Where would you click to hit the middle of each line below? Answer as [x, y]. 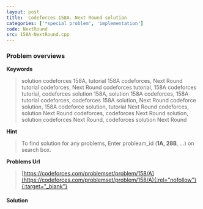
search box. [36, 150]
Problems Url [23, 161]
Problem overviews [36, 56]
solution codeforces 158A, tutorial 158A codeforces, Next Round [102, 81]
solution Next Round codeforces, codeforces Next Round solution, [105, 113]
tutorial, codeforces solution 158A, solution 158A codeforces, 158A [105, 94]
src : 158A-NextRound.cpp [38, 35]
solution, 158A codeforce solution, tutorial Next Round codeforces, [105, 107]
